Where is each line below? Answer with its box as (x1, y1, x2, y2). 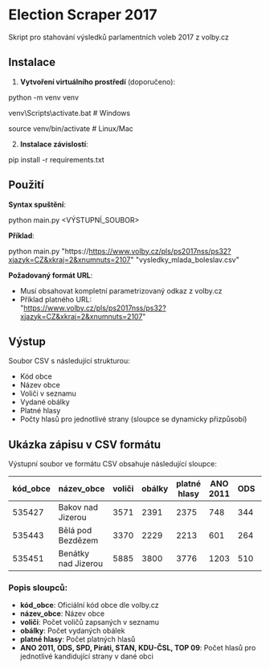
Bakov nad (58, 502, 99, 513)
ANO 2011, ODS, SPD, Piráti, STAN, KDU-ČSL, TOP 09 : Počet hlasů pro (19, 643, 256, 653)
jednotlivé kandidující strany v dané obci (19, 651, 154, 661)
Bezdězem (58, 535, 99, 546)
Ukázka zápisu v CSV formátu (8, 437, 162, 451)
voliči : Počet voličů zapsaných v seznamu (19, 618, 159, 627)
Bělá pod (58, 525, 92, 536)
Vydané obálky (19, 397, 70, 407)
